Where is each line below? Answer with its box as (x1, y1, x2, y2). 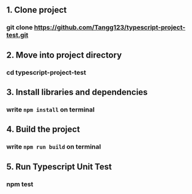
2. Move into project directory (6, 50, 122, 60)
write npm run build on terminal (6, 143, 102, 151)
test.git (6, 31, 29, 39)
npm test (6, 180, 34, 188)
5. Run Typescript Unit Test (6, 162, 112, 172)
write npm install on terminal (6, 105, 95, 114)
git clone (6, 23, 33, 32)
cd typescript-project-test (6, 68, 87, 76)
